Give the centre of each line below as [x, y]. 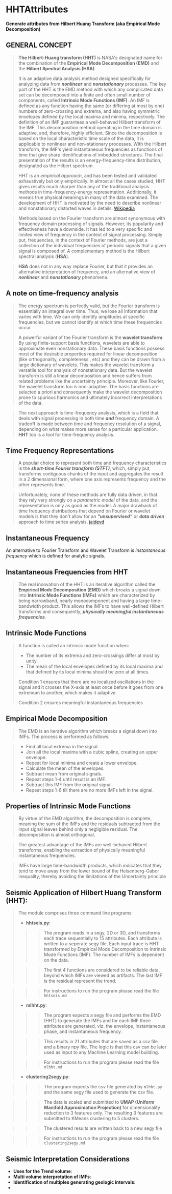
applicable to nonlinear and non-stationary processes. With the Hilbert [92, 144]
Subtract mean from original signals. [64, 773]
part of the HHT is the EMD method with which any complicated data [91, 89]
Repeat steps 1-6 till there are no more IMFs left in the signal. [90, 790]
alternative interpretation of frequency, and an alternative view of [87, 272]
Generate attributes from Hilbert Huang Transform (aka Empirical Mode [83, 24]
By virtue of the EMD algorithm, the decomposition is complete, [85, 819]
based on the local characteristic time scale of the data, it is [81, 138]
